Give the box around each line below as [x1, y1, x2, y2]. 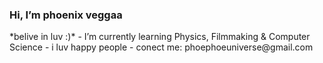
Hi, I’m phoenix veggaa [9, 8, 123, 22]
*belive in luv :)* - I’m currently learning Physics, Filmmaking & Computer [9, 31, 311, 43]
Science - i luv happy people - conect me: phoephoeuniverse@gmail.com [9, 41, 314, 53]
